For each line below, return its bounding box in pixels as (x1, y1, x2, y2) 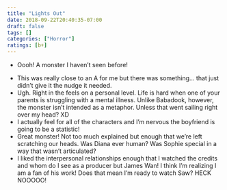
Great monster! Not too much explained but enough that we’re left (16, 132, 203, 141)
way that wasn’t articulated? (16, 147, 97, 155)
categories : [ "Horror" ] (7, 36, 75, 43)
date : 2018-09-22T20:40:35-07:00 (7, 16, 103, 23)
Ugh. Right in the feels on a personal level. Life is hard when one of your (16, 88, 220, 97)
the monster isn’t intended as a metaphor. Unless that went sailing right (16, 104, 218, 111)
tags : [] (7, 29, 32, 36)
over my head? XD (16, 110, 70, 119)
